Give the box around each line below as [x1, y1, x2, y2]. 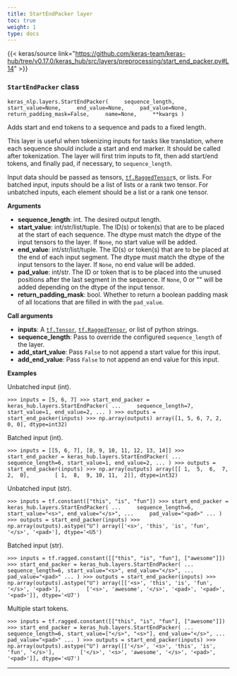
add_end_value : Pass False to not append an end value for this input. [17, 355, 220, 364]
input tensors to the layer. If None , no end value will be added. [17, 260, 195, 268]
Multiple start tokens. [7, 604, 69, 612]
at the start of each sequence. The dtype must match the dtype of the [17, 230, 221, 239]
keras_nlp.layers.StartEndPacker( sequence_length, [7, 98, 175, 105]
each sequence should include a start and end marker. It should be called [7, 144, 221, 153]
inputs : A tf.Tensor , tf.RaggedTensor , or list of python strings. [17, 325, 199, 333]
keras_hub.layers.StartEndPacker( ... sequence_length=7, [7, 402, 194, 410]
